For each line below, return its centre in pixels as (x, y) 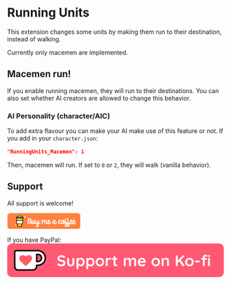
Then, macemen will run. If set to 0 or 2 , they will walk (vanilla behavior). (109, 165)
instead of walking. (34, 39)
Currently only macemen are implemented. (68, 52)
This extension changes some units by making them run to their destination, (114, 32)
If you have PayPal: (34, 240)
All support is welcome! (40, 203)
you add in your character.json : (53, 139)
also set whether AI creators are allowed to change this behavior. (99, 98)
